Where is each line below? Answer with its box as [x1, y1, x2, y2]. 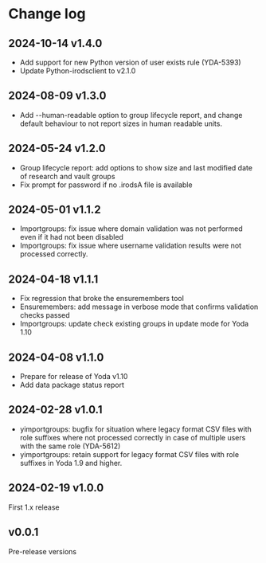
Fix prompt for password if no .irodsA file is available [19, 180, 193, 190]
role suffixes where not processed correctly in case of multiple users [19, 432, 246, 442]
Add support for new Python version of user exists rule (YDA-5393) [19, 57, 241, 67]
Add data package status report [19, 380, 125, 390]
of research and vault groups [19, 171, 115, 181]
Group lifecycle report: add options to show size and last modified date [19, 162, 253, 172]
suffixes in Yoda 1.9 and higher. [19, 458, 123, 467]
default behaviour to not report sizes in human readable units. [19, 119, 223, 128]
